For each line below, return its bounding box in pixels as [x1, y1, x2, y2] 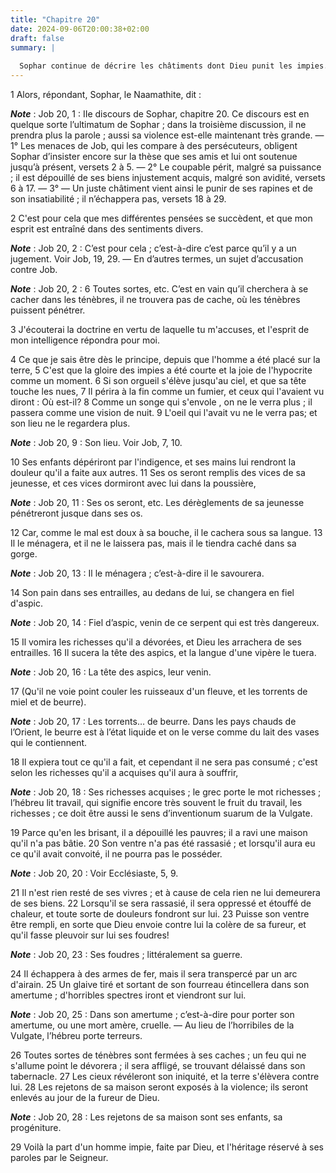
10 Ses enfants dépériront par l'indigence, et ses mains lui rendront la [10, 456, 297, 468]
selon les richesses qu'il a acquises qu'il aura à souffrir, [10, 767, 239, 778]
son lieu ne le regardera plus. [10, 417, 131, 429]
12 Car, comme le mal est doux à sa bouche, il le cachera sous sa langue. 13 [10, 527, 323, 538]
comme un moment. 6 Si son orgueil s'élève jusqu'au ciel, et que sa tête [10, 375, 307, 386]
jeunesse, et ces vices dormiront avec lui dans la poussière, [10, 477, 257, 489]
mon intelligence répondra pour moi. [10, 334, 161, 346]
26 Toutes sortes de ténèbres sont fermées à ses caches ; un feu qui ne [10, 1049, 307, 1061]
